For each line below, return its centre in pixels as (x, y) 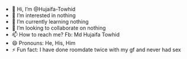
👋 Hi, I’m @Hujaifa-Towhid (43, 9)
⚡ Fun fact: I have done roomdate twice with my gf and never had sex (96, 50)
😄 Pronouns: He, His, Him (43, 43)
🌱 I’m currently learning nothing (50, 22)
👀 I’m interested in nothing (43, 15)
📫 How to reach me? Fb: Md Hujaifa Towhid (66, 35)
